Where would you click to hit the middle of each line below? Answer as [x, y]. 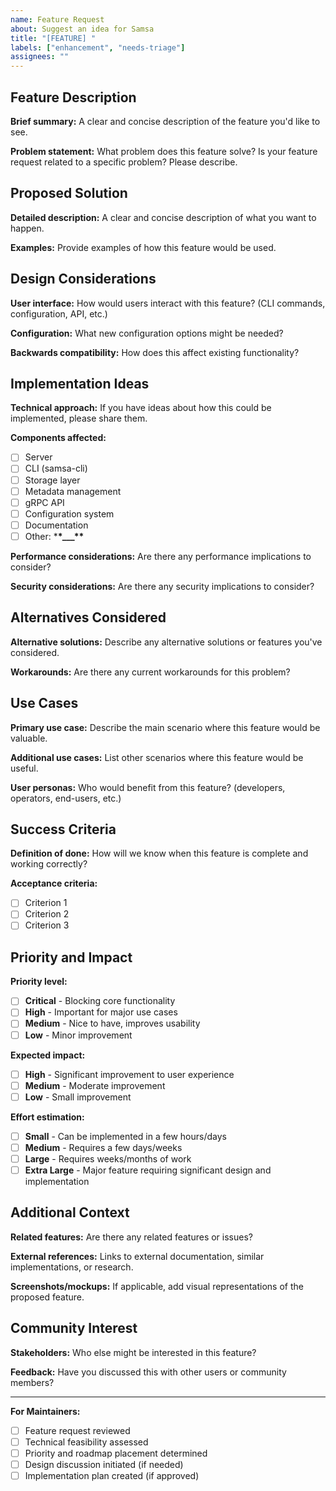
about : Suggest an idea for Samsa [82, 29]
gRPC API [44, 502]
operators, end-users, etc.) [66, 798]
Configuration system [69, 513]
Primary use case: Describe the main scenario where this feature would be [165, 727]
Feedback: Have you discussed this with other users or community [148, 1372]
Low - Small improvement [78, 1097]
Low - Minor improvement [78, 1035]
